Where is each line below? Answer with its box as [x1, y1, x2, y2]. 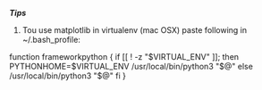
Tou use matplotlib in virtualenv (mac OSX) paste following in [21, 25, 248, 35]
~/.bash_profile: [21, 35, 80, 45]
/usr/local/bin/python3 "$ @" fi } [9, 70, 127, 81]
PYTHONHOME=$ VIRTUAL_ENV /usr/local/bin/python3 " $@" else [9, 61, 253, 71]
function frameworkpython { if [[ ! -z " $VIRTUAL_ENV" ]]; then [9, 52, 240, 61]
